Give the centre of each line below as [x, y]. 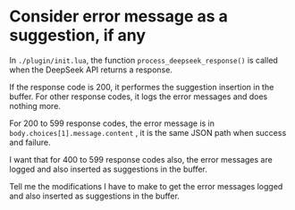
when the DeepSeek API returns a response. [91, 70]
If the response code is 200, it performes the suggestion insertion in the [142, 87]
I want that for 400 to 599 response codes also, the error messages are [141, 159]
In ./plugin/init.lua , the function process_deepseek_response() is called [144, 60]
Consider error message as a [118, 17]
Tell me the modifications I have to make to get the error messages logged [146, 186]
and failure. [30, 142]
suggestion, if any [77, 35]
